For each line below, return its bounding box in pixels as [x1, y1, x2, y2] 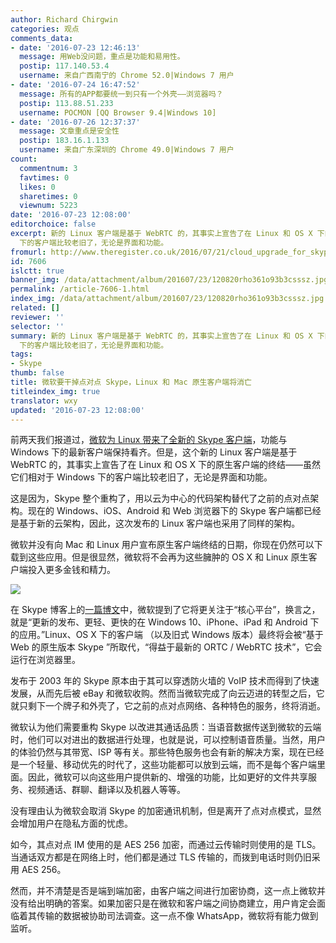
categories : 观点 [10, 24, 80, 34]
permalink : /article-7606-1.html [10, 284, 150, 295]
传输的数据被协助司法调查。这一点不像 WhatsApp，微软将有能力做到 [36, 910, 319, 922]
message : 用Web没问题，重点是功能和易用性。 [19, 52, 185, 62]
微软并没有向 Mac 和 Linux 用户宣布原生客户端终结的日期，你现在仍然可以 [10, 539, 315, 551]
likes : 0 [19, 182, 56, 192]
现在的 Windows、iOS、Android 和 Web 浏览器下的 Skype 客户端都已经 [27, 505, 322, 517]
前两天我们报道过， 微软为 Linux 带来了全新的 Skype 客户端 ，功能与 [10, 434, 288, 446]
